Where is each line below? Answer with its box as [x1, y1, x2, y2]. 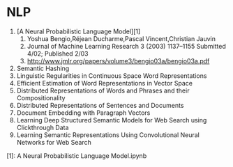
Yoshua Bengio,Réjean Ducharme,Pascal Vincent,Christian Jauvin [27, 34, 216, 42]
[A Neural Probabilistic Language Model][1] [16, 27, 141, 35]
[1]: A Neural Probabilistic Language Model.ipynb [6, 151, 147, 160]
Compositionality [16, 93, 66, 102]
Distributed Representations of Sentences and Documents [16, 101, 184, 109]
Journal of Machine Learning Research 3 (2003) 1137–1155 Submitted [27, 42, 226, 50]
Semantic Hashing [16, 64, 70, 72]
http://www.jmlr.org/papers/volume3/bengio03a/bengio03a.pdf [27, 56, 210, 65]
